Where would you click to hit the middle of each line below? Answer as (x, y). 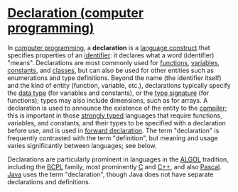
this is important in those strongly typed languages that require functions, (115, 115)
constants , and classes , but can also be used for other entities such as (111, 70)
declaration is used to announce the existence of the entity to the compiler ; (117, 108)
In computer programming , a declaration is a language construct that (109, 47)
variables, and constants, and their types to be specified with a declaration (117, 123)
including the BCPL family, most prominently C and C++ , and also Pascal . (114, 166)
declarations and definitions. (49, 181)
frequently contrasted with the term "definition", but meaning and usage (113, 138)
